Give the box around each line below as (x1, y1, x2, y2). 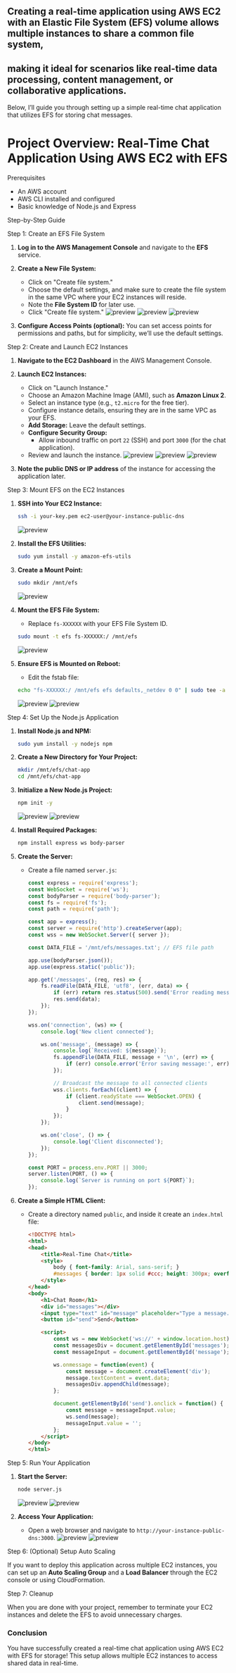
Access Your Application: (17, 1512, 93, 1521)
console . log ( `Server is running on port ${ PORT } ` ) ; (41, 1177, 195, 1184)
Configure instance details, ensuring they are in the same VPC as (27, 406, 216, 415)
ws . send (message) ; (65, 1413, 120, 1420)
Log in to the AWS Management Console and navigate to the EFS (17, 243, 209, 252)
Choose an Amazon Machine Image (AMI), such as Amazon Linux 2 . (27, 391, 226, 400)
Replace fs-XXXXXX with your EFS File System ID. (27, 619, 169, 627)
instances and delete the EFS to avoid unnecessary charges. (7, 1610, 183, 1619)
